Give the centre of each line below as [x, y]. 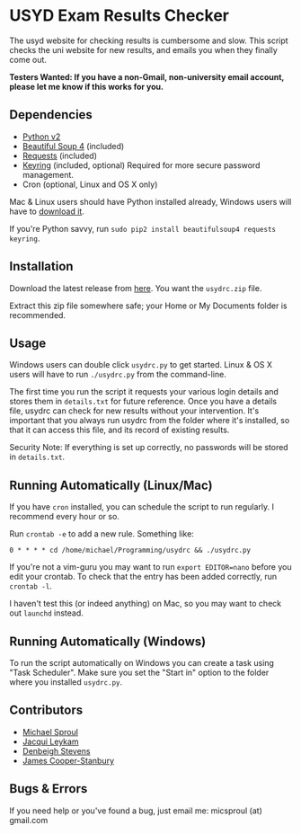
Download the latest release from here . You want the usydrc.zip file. [136, 288]
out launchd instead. [46, 613]
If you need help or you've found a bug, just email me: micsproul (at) [136, 811]
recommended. [37, 315]
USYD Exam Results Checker [119, 16]
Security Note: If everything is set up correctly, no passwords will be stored [149, 448]
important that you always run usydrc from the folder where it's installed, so [150, 421]
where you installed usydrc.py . [66, 682]
